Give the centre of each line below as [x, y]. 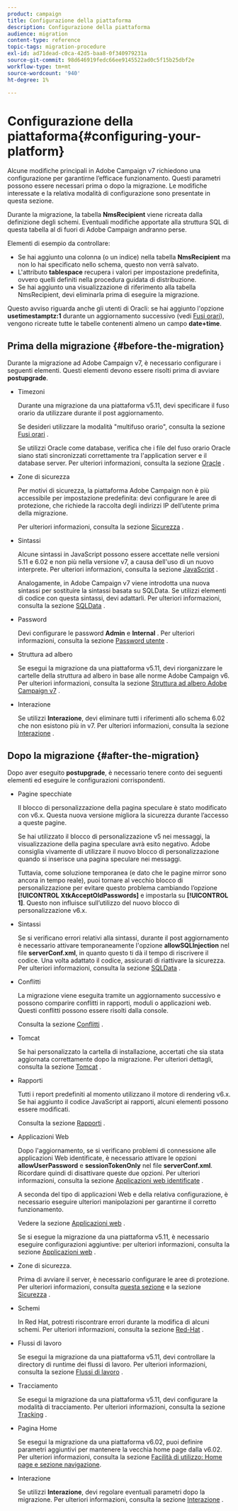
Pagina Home [37, 1428]
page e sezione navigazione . [59, 1464]
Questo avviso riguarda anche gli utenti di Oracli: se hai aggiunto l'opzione [116, 308]
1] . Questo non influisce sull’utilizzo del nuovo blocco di [98, 903]
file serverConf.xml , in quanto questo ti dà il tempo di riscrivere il [113, 953]
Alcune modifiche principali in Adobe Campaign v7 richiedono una [104, 171]
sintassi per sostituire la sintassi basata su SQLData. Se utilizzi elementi [122, 591]
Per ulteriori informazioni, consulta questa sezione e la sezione [109, 1286]
